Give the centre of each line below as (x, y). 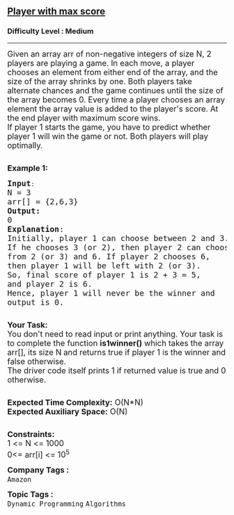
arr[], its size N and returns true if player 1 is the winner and (117, 352)
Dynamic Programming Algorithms (67, 504)
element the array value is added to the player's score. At (113, 109)
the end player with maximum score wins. (84, 118)
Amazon (19, 479)
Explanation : (36, 229)
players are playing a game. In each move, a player (101, 63)
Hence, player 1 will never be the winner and (111, 293)
